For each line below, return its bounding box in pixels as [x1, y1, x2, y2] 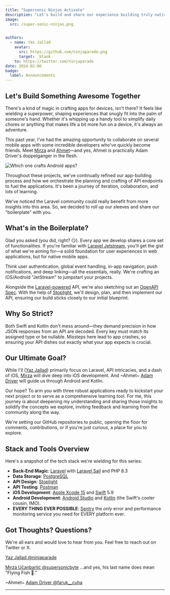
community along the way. [5, 409, 61, 415]
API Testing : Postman [12, 484, 59, 490]
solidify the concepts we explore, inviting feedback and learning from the [5, 404, 158, 410]
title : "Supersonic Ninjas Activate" [5, 7, 85, 13]
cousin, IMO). [12, 500, 41, 506]
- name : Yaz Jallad [10, 40, 51, 45]
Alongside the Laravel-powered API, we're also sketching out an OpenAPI [5, 284, 158, 290]
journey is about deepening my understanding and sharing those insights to [5, 399, 163, 405]
